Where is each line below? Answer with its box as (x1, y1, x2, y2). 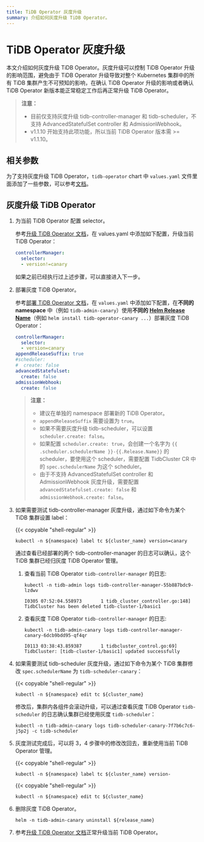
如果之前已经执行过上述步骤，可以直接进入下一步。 (15, 273, 144, 280)
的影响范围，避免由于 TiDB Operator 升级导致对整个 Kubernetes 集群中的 (6, 71, 189, 79)
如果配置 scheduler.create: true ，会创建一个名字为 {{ (39, 440, 178, 448)
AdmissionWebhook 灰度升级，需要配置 (39, 478, 139, 485)
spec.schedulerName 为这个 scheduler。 (46, 463, 145, 470)
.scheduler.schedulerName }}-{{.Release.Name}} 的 (39, 448, 169, 455)
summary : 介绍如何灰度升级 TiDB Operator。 (6, 15, 110, 21)
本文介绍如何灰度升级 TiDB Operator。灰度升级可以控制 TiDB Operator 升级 (6, 64, 195, 71)
